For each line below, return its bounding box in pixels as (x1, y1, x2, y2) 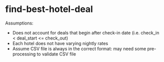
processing (12, 51, 36, 57)
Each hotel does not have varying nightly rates (12, 40, 108, 46)
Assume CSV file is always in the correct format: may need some (12, 45, 146, 51)
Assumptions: (5, 20, 33, 26)
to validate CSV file (36, 51, 76, 57)
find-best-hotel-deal (5, 3, 93, 15)
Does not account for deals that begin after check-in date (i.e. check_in (12, 29, 159, 35)
